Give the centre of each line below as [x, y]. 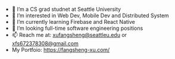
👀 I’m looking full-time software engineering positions [77, 28]
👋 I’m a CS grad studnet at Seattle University [66, 9]
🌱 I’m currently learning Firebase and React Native [73, 22]
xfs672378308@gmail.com [45, 44]
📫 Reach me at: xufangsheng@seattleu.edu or [69, 35]
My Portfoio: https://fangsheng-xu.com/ [61, 50]
